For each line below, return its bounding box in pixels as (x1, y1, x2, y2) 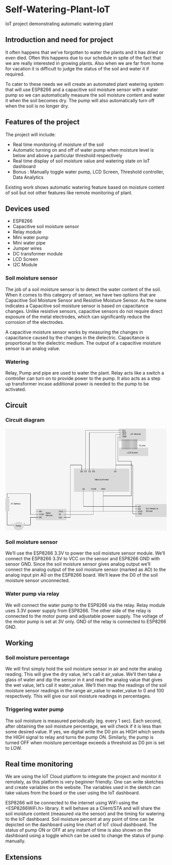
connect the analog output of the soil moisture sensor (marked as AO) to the (5, 566, 166, 573)
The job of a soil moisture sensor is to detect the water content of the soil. (5, 286, 161, 292)
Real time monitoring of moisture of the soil (12, 141, 104, 148)
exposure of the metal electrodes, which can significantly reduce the (5, 314, 150, 320)
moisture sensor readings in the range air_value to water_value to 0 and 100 (5, 688, 164, 694)
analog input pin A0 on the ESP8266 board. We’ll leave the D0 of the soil (5, 572, 158, 578)
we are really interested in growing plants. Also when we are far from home (5, 60, 164, 66)
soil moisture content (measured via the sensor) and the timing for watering (5, 811, 165, 817)
